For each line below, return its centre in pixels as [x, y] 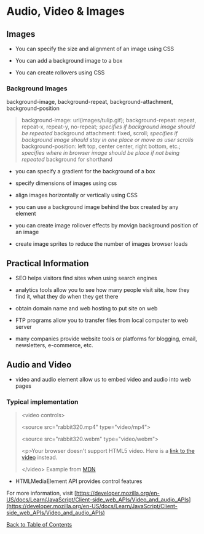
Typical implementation [42, 402]
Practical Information [48, 263]
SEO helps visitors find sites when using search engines [86, 278]
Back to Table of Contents [39, 525]
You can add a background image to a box [69, 61]
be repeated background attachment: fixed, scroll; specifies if [100, 133]
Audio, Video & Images [65, 11]
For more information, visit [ [41, 493]
